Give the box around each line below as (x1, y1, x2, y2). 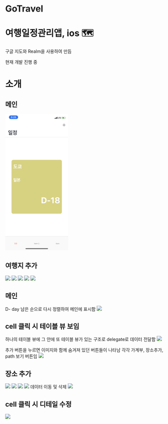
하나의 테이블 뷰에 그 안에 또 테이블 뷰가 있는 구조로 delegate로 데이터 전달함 (5, 336, 156, 343)
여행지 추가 (5, 262, 38, 270)
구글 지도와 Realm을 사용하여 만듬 (5, 48, 72, 54)
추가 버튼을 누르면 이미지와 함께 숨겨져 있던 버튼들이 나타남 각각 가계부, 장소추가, (5, 347, 163, 353)
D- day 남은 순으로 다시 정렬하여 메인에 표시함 (5, 306, 96, 312)
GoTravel (5, 3, 44, 15)
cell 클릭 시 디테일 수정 (5, 400, 72, 408)
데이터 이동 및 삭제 (30, 384, 67, 390)
